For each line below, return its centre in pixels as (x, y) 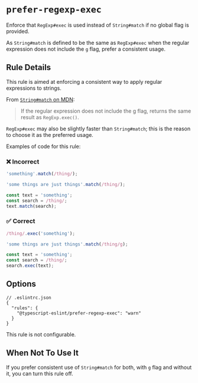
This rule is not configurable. (41, 334)
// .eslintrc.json (29, 297)
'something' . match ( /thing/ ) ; (42, 174)
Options (21, 284)
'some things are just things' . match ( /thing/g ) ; (67, 244)
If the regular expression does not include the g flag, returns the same (106, 111)
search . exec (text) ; (30, 266)
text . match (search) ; (32, 206)
